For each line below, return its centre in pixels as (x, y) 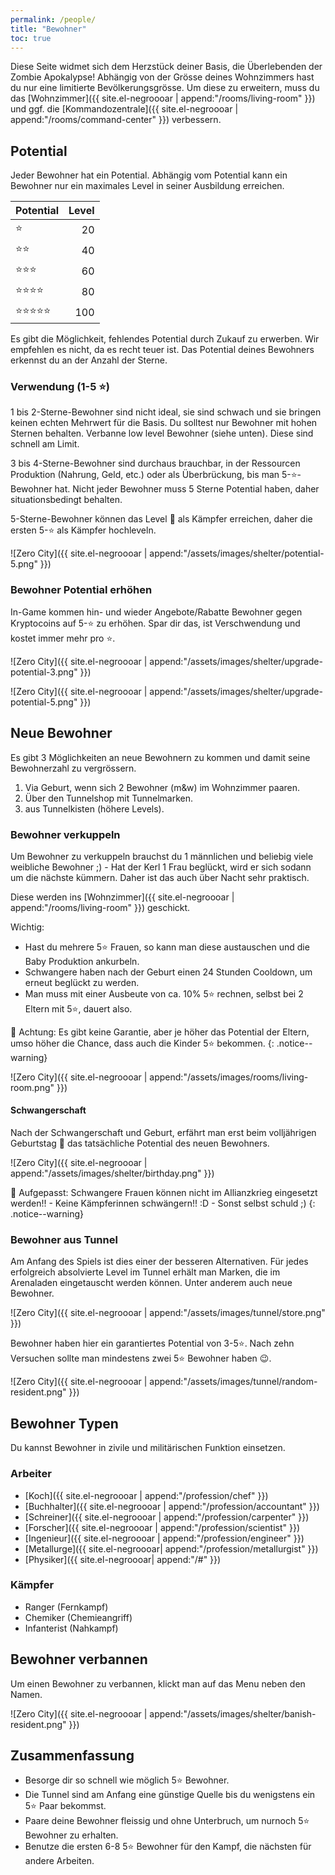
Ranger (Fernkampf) (66, 1607)
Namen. (26, 1694)
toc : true (31, 38)
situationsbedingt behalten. (66, 500)
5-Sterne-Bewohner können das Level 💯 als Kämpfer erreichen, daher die (161, 519)
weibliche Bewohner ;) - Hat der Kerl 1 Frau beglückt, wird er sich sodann (161, 867)
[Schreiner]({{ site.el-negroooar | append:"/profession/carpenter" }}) (167, 1517)
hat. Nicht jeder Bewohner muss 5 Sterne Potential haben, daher (187, 489)
